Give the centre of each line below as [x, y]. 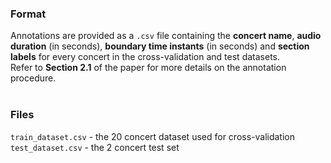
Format [28, 14]
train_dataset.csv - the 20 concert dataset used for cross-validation [153, 136]
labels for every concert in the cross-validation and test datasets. [145, 57]
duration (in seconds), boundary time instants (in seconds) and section [160, 46]
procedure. [33, 78]
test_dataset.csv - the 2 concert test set [95, 147]
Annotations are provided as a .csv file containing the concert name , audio [166, 36]
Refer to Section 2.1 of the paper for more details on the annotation [148, 68]
